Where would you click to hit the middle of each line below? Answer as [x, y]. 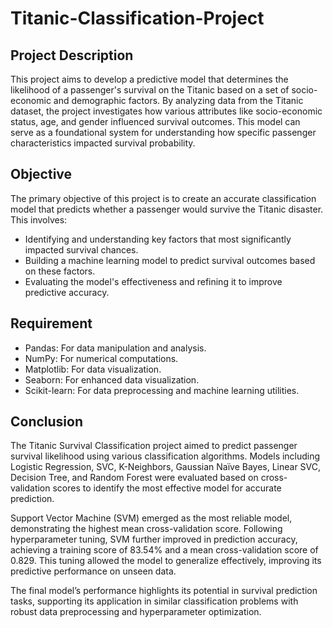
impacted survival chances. [81, 249]
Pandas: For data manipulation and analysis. [115, 348]
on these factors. [60, 271]
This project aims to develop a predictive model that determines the [149, 79]
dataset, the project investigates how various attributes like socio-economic [166, 111]
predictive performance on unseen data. [93, 571]
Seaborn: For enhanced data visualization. [112, 379]
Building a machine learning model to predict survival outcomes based [170, 260]
